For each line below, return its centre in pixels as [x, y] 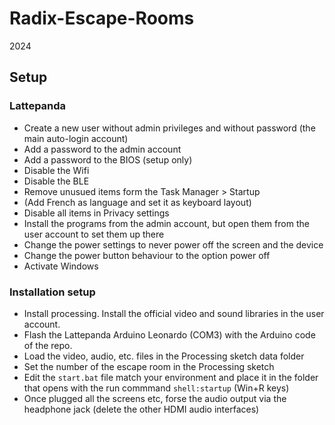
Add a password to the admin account [102, 149]
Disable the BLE [56, 181]
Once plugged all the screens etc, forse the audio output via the [155, 398]
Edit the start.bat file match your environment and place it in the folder [171, 377]
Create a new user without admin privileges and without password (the [169, 128]
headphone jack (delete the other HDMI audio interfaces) [141, 409]
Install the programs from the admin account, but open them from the [166, 223]
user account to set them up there [94, 234]
